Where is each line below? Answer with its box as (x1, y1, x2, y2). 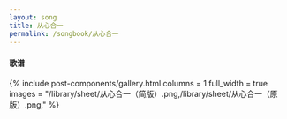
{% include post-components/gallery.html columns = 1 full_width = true (9, 78, 268, 88)
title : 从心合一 (9, 21, 64, 30)
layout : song (9, 12, 57, 22)
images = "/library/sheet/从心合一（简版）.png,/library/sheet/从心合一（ (9, 88, 271, 99)
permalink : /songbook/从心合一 (9, 29, 119, 38)
